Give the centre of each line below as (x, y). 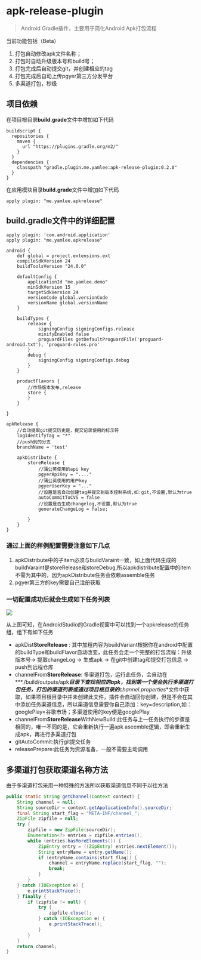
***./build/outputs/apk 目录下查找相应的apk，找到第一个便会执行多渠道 (102, 682)
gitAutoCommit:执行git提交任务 (53, 742)
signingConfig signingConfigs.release (86, 329)
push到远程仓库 (34, 667)
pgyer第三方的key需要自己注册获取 (58, 582)
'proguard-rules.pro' (73, 344)
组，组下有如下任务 (30, 632)
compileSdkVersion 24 (44, 261)
